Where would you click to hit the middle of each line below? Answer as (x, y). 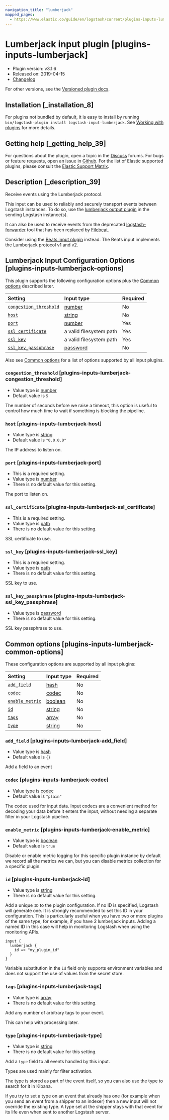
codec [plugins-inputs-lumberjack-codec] (57, 780)
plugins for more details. (30, 128)
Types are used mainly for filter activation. (49, 1071)
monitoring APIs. (22, 932)
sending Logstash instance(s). (36, 215)
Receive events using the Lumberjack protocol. (54, 194)
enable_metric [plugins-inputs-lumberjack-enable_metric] (77, 829)
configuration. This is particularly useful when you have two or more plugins (84, 916)
